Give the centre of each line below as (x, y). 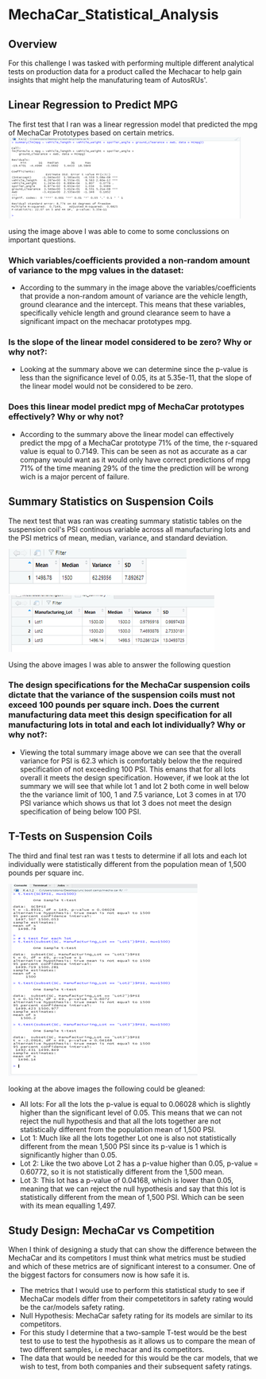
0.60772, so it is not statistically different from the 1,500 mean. (122, 1171)
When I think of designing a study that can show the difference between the (132, 1250)
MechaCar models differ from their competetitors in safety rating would (136, 1299)
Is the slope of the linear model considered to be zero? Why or (130, 342)
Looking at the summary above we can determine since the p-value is (134, 369)
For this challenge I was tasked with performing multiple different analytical (131, 63)
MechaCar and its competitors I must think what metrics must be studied (127, 1258)
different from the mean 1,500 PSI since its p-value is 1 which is (123, 1146)
